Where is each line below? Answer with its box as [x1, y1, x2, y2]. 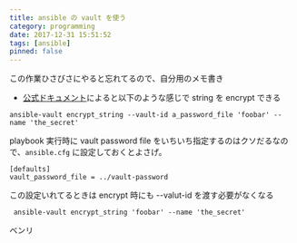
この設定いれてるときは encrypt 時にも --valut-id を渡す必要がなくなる [9, 190, 274, 200]
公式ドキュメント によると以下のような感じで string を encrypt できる [22, 92, 282, 103]
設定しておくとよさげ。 [80, 147, 167, 158]
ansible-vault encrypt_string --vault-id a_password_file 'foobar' [9, 111, 271, 120]
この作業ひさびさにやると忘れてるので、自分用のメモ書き [9, 73, 224, 84]
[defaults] [9, 165, 51, 174]
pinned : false [9, 47, 64, 56]
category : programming [9, 22, 95, 31]
